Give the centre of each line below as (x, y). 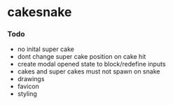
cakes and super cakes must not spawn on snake (89, 71)
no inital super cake (46, 49)
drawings (31, 79)
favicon (28, 86)
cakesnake (40, 12)
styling (27, 94)
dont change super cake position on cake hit (82, 57)
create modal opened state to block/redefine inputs (91, 64)
